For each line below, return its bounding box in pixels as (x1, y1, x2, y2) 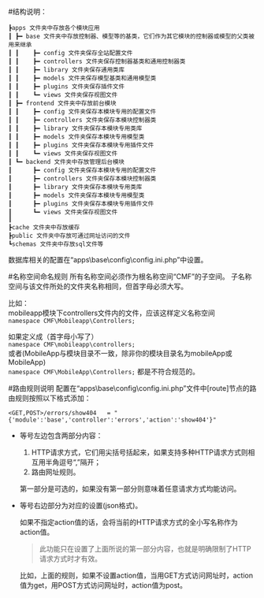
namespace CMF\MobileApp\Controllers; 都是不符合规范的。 (8, 367, 199, 376)
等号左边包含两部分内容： (19, 431, 103, 440)
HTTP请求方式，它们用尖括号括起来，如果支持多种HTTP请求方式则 (31, 448, 248, 457)
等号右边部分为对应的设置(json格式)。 (19, 501, 143, 510)
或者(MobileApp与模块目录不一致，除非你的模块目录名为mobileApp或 (8, 349, 232, 358)
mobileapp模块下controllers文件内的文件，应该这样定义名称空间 (8, 308, 215, 318)
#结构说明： (8, 7, 47, 16)
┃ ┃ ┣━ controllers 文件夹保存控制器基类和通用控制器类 (8, 58, 186, 65)
